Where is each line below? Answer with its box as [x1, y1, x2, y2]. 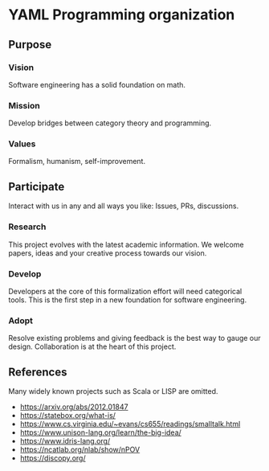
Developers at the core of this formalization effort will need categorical [8, 286, 243, 296]
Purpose [8, 38, 52, 51]
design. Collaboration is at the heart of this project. [8, 342, 177, 351]
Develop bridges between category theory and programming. [8, 118, 212, 128]
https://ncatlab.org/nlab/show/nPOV [19, 444, 141, 454]
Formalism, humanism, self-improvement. [8, 157, 146, 166]
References [8, 365, 67, 379]
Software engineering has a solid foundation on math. [8, 80, 186, 89]
